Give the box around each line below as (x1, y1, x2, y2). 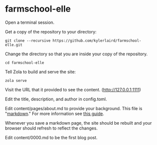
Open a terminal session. (5, 19, 55, 25)
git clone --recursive (5, 38, 51, 43)
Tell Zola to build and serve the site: (5, 69, 76, 75)
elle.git (5, 42, 23, 47)
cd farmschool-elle (5, 60, 44, 65)
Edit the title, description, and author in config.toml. (5, 96, 107, 102)
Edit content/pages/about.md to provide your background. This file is (5, 105, 143, 111)
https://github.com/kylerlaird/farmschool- (52, 38, 142, 43)
